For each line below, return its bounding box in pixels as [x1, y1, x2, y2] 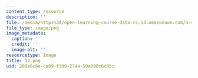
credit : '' [11, 42, 38, 48]
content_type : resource [6, 8, 65, 15]
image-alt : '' [11, 47, 46, 53]
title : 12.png [6, 57, 41, 63]
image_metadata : [6, 30, 46, 36]
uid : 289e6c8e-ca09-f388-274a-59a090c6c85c [6, 63, 115, 69]
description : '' [6, 14, 46, 20]
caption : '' [11, 36, 41, 42]
